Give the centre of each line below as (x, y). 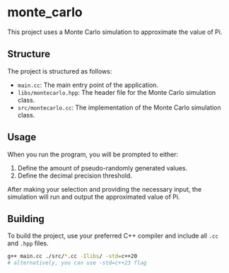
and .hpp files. (28, 243)
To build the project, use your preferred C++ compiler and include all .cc (113, 236)
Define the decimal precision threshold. (75, 175)
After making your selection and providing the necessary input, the (105, 189)
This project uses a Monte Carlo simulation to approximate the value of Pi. (115, 32)
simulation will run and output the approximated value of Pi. (94, 197)
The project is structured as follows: (60, 71)
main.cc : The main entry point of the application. (88, 85)
